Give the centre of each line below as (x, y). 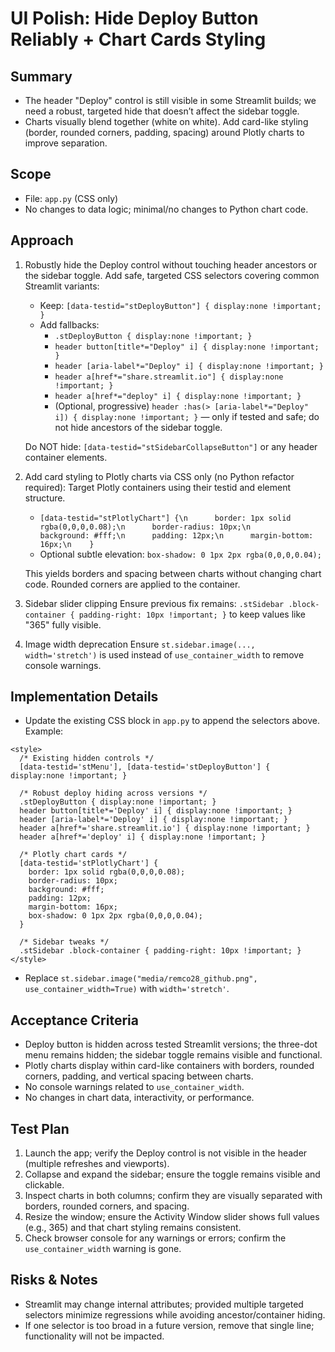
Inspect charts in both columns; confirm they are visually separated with (173, 1196)
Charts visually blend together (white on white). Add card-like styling (166, 121)
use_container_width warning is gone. (103, 1249)
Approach (42, 240)
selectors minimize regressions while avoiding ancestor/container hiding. (175, 1314)
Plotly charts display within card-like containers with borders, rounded (169, 1066)
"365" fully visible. (63, 624)
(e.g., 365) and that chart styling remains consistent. (133, 1228)
